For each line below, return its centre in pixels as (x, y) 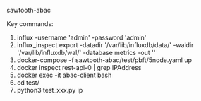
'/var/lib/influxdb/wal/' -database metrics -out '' (86, 53)
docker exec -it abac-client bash (64, 75)
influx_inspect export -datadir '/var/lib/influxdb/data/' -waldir (105, 45)
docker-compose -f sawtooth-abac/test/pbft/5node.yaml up (104, 60)
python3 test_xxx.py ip (50, 90)
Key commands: (30, 24)
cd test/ (28, 83)
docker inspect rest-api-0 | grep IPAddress (79, 67)
